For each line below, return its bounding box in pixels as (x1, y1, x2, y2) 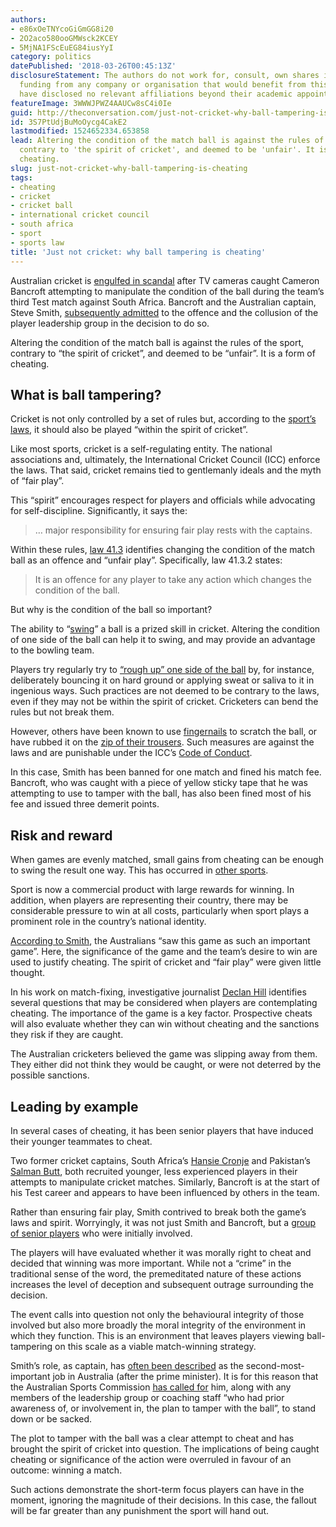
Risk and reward (10, 827, 113, 844)
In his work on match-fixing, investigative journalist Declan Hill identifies (10, 986, 307, 998)
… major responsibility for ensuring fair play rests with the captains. (34, 524, 313, 536)
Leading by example (10, 1098, 139, 1115)
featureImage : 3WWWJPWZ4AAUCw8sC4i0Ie (10, 98, 172, 108)
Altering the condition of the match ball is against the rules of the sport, (10, 336, 305, 348)
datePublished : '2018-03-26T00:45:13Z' (10, 61, 177, 71)
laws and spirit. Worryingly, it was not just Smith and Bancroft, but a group (10, 1216, 317, 1228)
